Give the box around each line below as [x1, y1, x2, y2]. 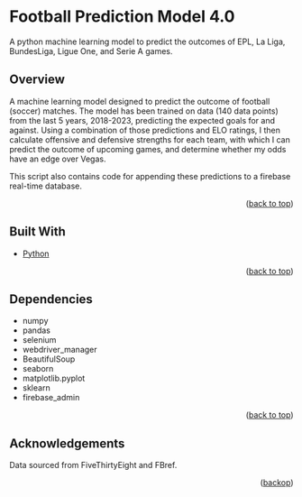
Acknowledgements [9, 436, 125, 451]
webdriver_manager [22, 345, 97, 355]
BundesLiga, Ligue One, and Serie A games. [9, 45, 173, 56]
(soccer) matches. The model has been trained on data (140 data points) [9, 106, 279, 116]
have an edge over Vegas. [9, 153, 106, 164]
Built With [9, 224, 66, 240]
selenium [22, 335, 57, 345]
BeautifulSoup [22, 354, 76, 364]
